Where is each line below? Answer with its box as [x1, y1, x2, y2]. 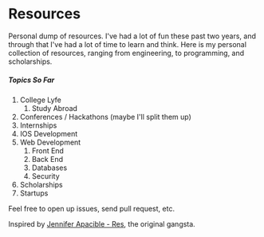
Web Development [19, 137, 81, 147]
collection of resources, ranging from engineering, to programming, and [8, 48, 245, 57]
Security [31, 171, 60, 180]
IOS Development [19, 128, 78, 138]
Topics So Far [8, 75, 55, 85]
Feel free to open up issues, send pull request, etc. [8, 203, 175, 213]
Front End [31, 145, 64, 156]
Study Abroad [31, 103, 78, 113]
